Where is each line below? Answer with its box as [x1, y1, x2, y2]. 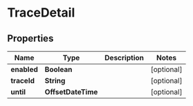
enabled [10, 64, 38, 74]
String [44, 76, 66, 85]
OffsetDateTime [44, 87, 98, 96]
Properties [7, 33, 54, 44]
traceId [10, 76, 35, 85]
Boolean [44, 64, 73, 74]
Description [104, 53, 144, 62]
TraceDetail [7, 5, 75, 21]
